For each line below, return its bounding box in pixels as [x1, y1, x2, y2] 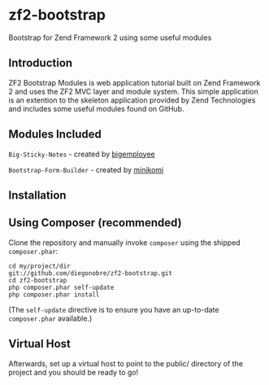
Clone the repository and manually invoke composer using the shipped [8, 238, 241, 247]
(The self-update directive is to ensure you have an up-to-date [8, 304, 219, 314]
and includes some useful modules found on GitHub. [8, 103, 184, 113]
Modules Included [8, 128, 102, 142]
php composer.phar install [8, 291, 100, 299]
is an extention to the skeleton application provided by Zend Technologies [8, 95, 256, 105]
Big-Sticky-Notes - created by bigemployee [8, 149, 156, 159]
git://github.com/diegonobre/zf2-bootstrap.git [8, 269, 173, 278]
